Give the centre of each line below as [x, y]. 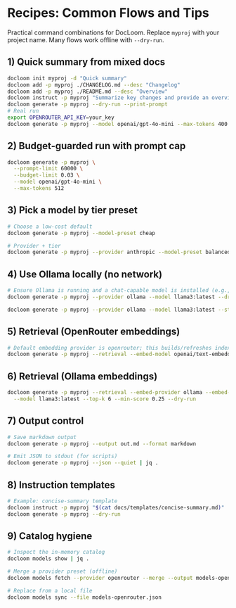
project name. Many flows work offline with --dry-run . [86, 39]
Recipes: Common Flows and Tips [108, 13]
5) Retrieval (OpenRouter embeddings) [94, 332]
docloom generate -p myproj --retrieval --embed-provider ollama [105, 393]
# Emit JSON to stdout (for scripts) [63, 456]
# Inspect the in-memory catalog [56, 552]
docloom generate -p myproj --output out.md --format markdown [102, 444]
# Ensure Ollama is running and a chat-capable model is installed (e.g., [119, 291]
